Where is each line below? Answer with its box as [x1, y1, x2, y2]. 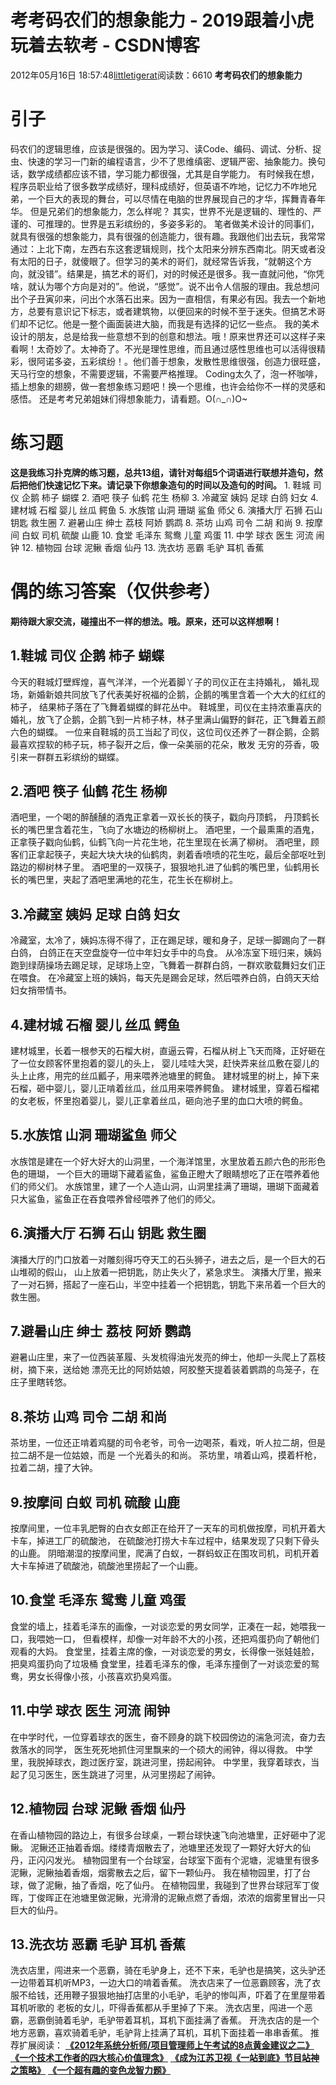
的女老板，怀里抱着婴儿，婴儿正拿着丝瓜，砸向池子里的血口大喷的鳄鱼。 [10, 1095, 308, 1106]
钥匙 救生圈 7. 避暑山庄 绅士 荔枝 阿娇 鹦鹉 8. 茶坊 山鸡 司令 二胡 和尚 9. [10, 516, 304, 528]
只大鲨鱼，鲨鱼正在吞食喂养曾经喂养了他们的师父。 [10, 1192, 221, 1205]
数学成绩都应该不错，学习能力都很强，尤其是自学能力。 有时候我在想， [27, 167, 320, 180]
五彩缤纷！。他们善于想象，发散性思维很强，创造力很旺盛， [79, 355, 326, 367]
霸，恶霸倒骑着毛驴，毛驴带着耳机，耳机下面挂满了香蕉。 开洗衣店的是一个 [10, 2014, 320, 2026]
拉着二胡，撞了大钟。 [10, 1462, 98, 1474]
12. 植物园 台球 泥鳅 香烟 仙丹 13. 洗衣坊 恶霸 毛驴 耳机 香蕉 [21, 541, 265, 553]
